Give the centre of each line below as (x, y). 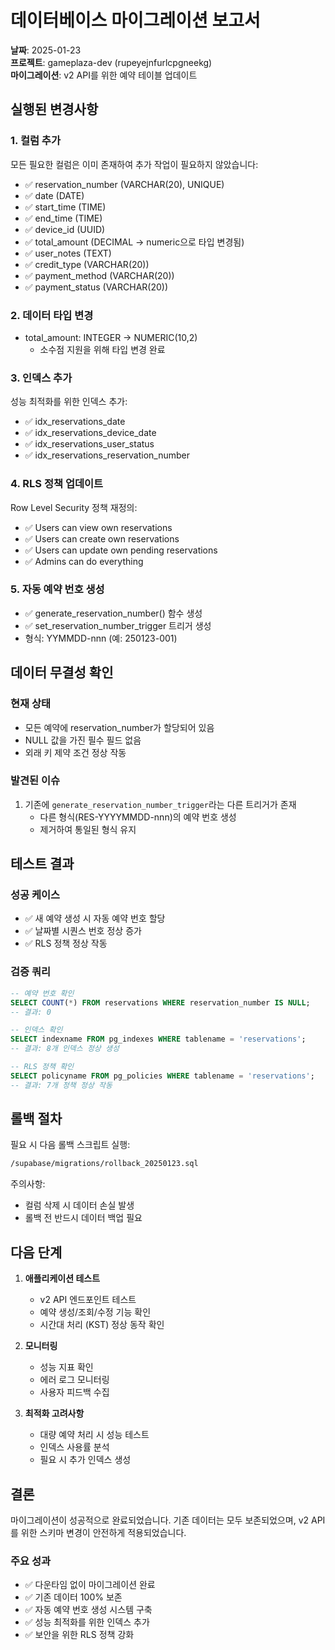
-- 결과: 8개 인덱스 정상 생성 (65, 1049)
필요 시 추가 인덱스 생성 (85, 1460)
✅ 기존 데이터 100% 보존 (73, 1597)
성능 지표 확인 (66, 1367)
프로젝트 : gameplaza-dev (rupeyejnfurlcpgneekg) (111, 62)
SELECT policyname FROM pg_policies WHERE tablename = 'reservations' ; (162, 1076)
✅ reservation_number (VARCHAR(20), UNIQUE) (124, 184)
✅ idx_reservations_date (75, 422)
